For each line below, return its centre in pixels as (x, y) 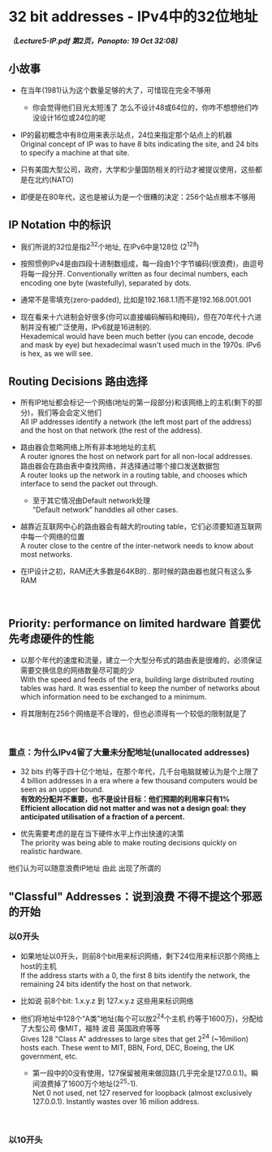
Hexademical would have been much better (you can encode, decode (137, 336)
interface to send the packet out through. (89, 484)
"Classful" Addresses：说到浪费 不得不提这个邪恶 (136, 896)
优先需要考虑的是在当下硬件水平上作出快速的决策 (102, 834)
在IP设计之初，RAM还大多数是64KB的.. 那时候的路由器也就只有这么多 (136, 571)
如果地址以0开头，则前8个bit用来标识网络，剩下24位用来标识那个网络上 (140, 956)
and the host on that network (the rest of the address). (111, 430)
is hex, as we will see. (56, 354)
